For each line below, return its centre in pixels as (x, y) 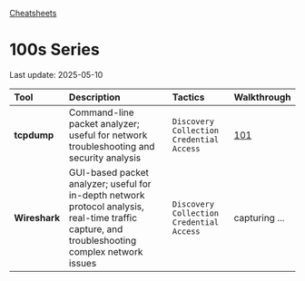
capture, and (96, 228)
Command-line (101, 112)
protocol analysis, (107, 206)
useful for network (108, 135)
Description (94, 97)
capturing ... (259, 218)
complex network (106, 251)
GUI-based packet (109, 172)
